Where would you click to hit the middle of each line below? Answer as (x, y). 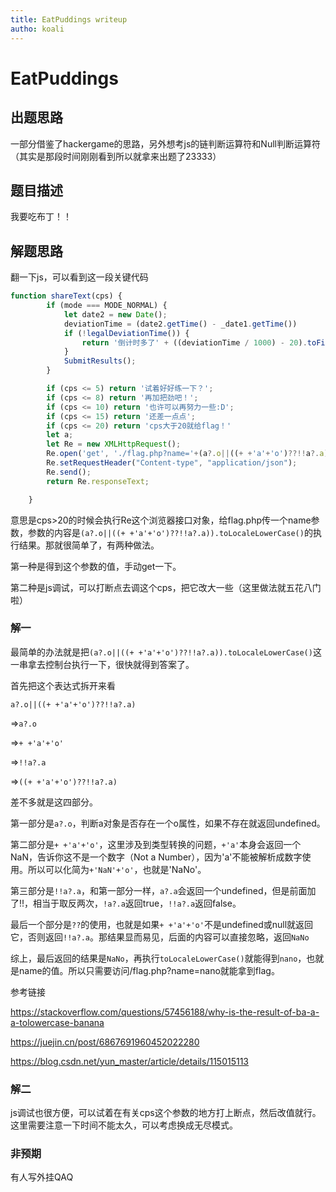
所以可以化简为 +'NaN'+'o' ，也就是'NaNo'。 (117, 869)
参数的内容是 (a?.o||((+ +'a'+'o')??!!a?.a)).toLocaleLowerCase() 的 (170, 532)
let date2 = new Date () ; (115, 314)
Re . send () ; (69, 472)
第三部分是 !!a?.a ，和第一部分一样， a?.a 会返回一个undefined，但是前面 (159, 890)
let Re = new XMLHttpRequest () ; (114, 444)
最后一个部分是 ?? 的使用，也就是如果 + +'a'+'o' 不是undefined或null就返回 (162, 924)
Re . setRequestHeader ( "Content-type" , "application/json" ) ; (172, 463)
